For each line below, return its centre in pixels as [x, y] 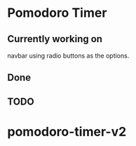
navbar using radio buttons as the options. [68, 55]
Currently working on [55, 39]
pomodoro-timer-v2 [67, 132]
